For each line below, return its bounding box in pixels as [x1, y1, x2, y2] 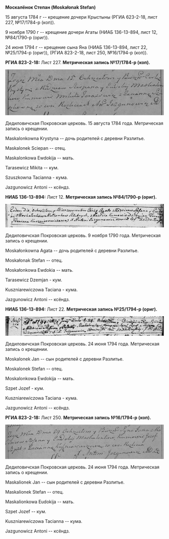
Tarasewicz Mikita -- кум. [5, 165, 59, 171]
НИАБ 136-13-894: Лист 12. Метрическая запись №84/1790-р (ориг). [5, 194, 157, 200]
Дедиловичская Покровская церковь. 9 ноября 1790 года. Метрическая [5, 232, 161, 238]
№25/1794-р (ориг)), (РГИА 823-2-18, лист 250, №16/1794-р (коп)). [5, 50, 148, 55]
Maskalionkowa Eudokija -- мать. [5, 499, 74, 505]
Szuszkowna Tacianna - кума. [5, 174, 68, 181]
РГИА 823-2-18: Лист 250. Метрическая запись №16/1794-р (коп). [5, 414, 151, 421]
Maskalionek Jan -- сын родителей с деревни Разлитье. [5, 479, 125, 485]
